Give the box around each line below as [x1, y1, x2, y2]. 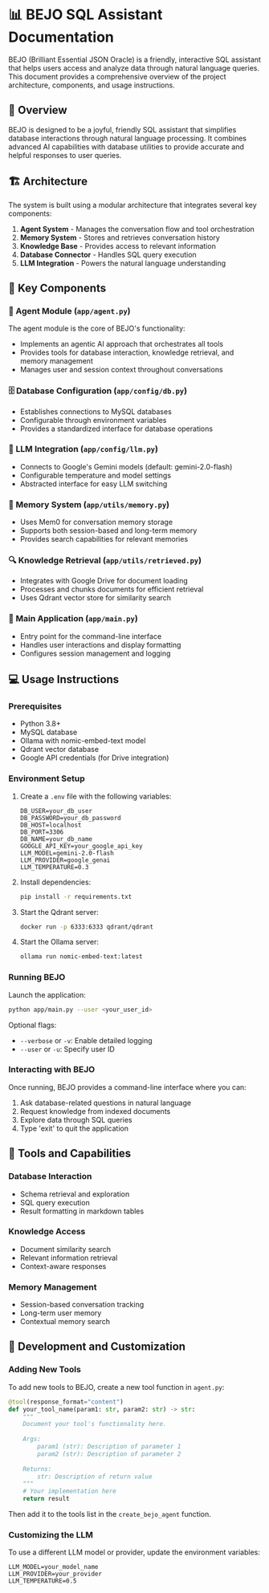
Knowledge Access [8, 1226, 86, 1237]
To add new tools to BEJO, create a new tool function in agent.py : [8, 1382, 225, 1392]
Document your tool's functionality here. [22, 1420, 167, 1428]
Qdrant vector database [19, 745, 99, 754]
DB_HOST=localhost [19, 821, 82, 829]
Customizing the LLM [8, 1529, 94, 1540]
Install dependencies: [19, 877, 92, 887]
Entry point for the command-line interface [19, 631, 162, 641]
